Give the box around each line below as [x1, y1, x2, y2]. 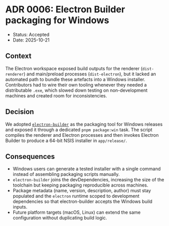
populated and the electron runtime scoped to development [12, 193, 140, 199]
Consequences [5, 152, 55, 161]
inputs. [12, 204, 28, 210]
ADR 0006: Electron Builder [5, 4, 125, 15]
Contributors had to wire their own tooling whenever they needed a [5, 81, 147, 88]
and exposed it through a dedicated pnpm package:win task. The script [5, 127, 153, 133]
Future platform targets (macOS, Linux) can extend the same [12, 209, 141, 216]
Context [5, 52, 32, 60]
